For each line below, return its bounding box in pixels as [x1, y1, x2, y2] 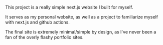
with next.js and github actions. [5, 19, 70, 25]
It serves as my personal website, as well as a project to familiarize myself [5, 14, 158, 19]
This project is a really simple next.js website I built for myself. [5, 4, 133, 10]
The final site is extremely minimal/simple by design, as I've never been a [5, 29, 156, 34]
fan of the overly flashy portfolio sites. [5, 34, 84, 40]
